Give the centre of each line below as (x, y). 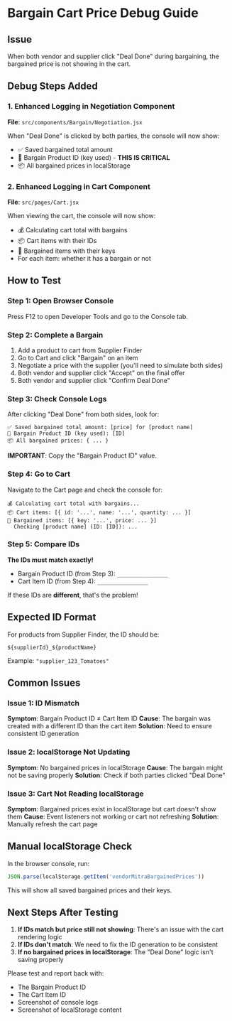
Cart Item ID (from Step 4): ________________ (83, 581)
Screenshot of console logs (58, 1003)
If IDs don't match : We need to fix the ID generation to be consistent (118, 945)
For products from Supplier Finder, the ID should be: (83, 634)
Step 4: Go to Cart (39, 474)
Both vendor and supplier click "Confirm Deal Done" (94, 380)
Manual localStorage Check (70, 847)
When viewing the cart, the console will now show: (82, 215)
